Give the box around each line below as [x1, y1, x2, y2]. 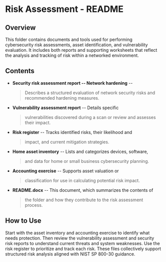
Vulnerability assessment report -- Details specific [12, 105, 119, 111]
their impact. [24, 120, 51, 126]
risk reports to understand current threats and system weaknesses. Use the [5, 240, 160, 246]
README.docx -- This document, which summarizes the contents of [12, 187, 154, 193]
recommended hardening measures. [24, 95, 99, 101]
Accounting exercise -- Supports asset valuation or [12, 168, 119, 174]
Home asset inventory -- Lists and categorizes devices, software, [12, 148, 148, 154]
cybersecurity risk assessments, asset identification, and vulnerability [5, 42, 148, 48]
